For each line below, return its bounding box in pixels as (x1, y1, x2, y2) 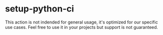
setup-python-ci (5, 3, 74, 14)
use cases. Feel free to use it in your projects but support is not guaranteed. (5, 24, 158, 30)
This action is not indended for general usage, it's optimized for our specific (5, 19, 158, 25)
